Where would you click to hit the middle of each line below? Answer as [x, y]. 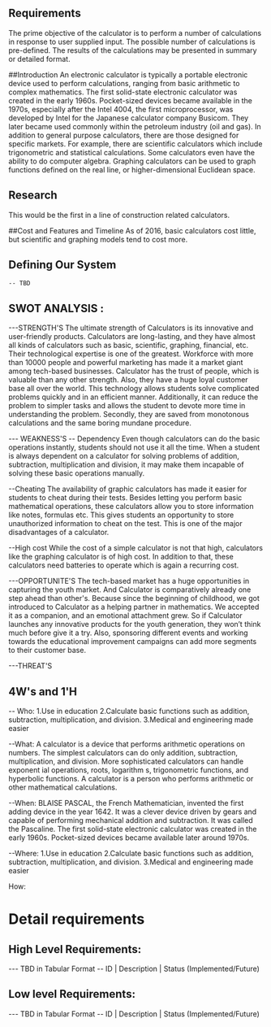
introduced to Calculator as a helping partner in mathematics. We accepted [134, 607]
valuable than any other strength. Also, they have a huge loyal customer [129, 380]
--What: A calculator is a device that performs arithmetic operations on [127, 744]
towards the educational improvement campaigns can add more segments [133, 642]
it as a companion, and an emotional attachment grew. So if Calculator [126, 616]
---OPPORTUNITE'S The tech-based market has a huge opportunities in [129, 581]
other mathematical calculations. [63, 787]
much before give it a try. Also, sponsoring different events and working [129, 633]
